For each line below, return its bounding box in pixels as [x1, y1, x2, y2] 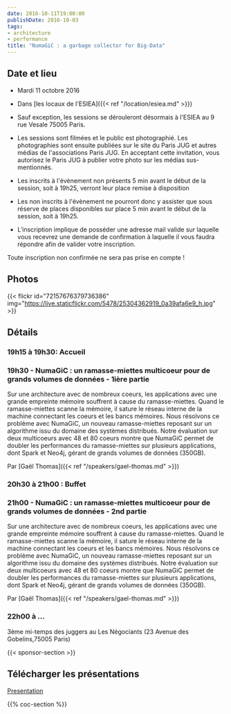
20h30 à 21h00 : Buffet [7, 480, 86, 489]
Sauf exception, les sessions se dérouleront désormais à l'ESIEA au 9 [17, 113, 215, 121]
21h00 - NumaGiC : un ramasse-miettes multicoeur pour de [7, 498, 211, 508]
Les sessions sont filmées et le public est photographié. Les [17, 133, 188, 142]
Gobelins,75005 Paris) [7, 635, 71, 643]
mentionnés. [17, 163, 53, 171]
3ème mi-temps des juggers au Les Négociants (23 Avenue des [7, 627, 189, 636]
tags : [7, 23, 23, 30]
